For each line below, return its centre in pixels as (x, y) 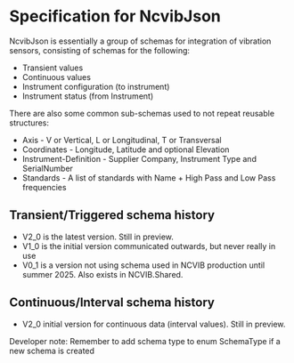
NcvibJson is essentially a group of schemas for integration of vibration (140, 41)
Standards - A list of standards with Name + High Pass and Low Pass (149, 177)
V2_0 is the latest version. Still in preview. (98, 237)
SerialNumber (48, 168)
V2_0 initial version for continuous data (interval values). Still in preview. (154, 324)
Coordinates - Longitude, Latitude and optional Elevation (126, 149)
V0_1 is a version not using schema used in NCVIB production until (143, 265)
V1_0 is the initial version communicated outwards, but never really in (149, 246)
